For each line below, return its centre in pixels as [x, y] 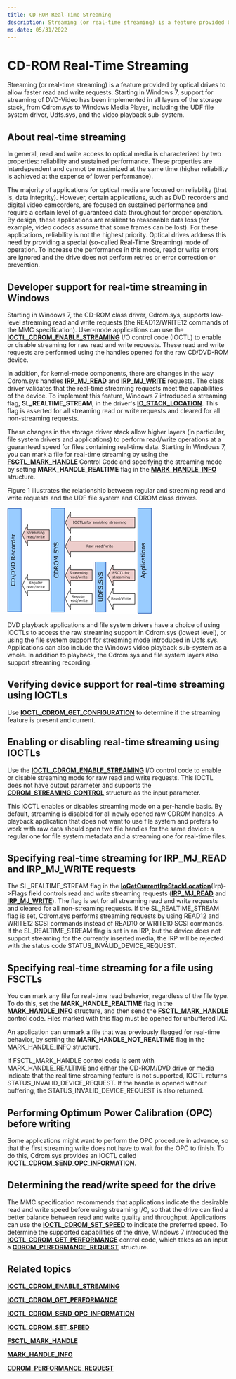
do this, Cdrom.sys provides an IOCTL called [72, 1156]
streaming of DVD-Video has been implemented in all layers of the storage [115, 100]
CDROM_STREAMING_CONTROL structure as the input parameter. [104, 793]
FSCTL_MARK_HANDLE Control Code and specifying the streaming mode [115, 462]
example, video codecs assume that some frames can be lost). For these [112, 227]
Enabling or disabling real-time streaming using [113, 742]
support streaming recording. [50, 662]
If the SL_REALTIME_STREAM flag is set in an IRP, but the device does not [114, 931]
